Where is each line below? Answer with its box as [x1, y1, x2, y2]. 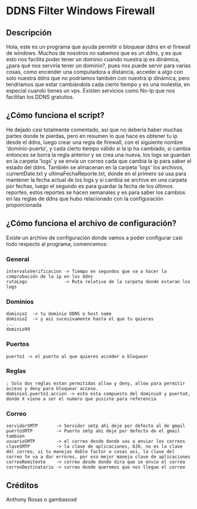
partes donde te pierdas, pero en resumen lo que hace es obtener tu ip [6, 132, 178, 139]
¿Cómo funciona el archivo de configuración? [6, 218, 177, 228]
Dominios [6, 297, 34, 306]
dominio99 [6, 326, 31, 333]
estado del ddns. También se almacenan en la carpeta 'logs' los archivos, [6, 163, 184, 170]
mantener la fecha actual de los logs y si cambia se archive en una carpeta [6, 176, 187, 183]
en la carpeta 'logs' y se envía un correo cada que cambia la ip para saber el [6, 157, 192, 165]
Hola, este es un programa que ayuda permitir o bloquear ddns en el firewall [6, 43, 191, 50]
